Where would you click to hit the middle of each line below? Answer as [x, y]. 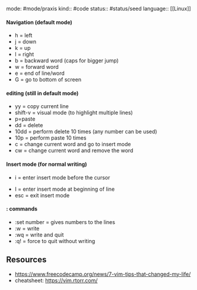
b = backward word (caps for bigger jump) [66, 61]
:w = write [27, 228]
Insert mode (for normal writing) [47, 164]
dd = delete [29, 125]
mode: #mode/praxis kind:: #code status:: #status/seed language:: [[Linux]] [99, 9]
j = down [26, 42]
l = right [24, 54]
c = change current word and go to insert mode [73, 144]
